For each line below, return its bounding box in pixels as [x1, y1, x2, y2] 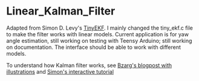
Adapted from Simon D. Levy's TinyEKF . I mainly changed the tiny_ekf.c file [6, 24, 194, 31]
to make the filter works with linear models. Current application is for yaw [6, 30, 189, 37]
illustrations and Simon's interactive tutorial [6, 68, 114, 75]
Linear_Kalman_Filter [6, 4, 116, 18]
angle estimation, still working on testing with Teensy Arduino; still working [6, 37, 192, 44]
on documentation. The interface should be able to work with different [6, 44, 181, 51]
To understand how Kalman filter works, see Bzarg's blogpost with [6, 62, 172, 69]
